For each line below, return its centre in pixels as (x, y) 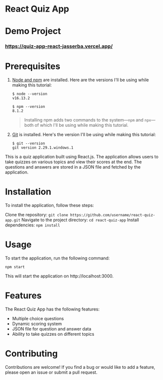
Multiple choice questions (38, 319)
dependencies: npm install (33, 225)
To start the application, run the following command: (57, 258)
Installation (28, 192)
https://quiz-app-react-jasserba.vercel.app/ (59, 46)
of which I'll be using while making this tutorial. (82, 125)
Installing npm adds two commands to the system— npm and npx (88, 120)
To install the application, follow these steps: (49, 206)
